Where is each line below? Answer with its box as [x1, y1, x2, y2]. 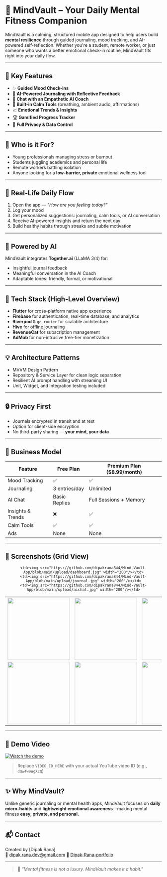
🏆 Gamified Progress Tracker [12, 114, 76, 120]
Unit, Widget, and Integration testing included [12, 382, 106, 388]
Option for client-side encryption [12, 423, 80, 429]
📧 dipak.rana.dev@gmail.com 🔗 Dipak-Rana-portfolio [5, 852, 113, 858]
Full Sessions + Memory [88, 497, 145, 503]
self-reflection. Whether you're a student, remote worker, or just [24, 42, 156, 48]
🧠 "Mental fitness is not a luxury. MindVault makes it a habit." [17, 866, 143, 872]
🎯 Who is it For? [5, 140, 55, 149]
